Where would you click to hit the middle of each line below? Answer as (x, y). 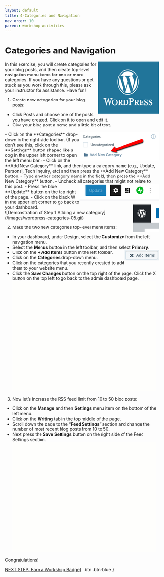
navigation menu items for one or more (44, 75)
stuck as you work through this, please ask (48, 85)
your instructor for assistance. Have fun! (46, 90)
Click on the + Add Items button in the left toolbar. (62, 252)
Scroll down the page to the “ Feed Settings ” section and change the (81, 424)
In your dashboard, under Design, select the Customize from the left (81, 237)
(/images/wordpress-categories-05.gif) (45, 218)
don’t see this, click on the (31, 145)
